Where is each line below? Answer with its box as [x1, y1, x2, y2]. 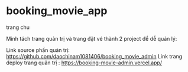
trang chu [6, 24, 30, 31]
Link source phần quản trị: [6, 46, 70, 54]
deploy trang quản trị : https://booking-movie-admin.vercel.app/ [6, 59, 163, 66]
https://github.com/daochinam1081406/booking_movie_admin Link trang [6, 53, 183, 60]
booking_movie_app [6, 4, 108, 18]
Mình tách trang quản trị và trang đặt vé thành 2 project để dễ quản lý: [6, 35, 177, 42]
